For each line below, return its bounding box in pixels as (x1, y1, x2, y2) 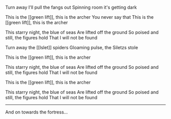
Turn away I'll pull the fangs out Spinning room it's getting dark (5, 5, 137, 10)
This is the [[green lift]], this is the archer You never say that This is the (5, 14, 154, 20)
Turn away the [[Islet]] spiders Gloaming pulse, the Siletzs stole (5, 45, 138, 50)
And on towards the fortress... (5, 109, 68, 115)
